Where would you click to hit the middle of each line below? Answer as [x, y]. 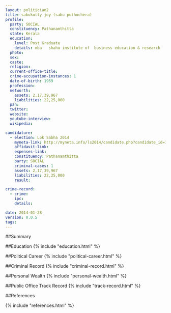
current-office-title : [34, 72]
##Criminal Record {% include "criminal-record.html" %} [65, 266]
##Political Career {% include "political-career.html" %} [64, 256]
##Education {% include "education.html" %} [53, 246]
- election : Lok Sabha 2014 [40, 137]
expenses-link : [31, 152]
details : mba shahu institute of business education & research [87, 48]
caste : [17, 62]
